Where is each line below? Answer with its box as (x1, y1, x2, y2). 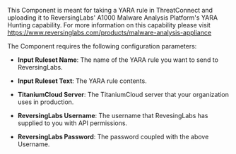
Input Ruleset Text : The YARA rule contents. (17, 77, 147, 85)
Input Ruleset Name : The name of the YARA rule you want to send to (17, 56, 219, 64)
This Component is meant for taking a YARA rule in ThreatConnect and (7, 6, 213, 14)
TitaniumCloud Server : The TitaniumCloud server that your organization (17, 91, 230, 98)
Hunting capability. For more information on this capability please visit (7, 21, 211, 29)
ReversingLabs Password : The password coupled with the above (17, 133, 209, 141)
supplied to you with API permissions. (17, 119, 128, 127)
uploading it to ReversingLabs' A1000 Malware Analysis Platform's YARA (7, 13, 218, 22)
